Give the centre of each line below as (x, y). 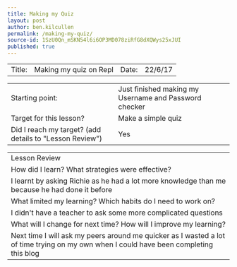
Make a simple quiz (150, 118)
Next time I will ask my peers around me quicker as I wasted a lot (118, 236)
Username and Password (160, 98)
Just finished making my (159, 89)
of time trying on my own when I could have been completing (112, 244)
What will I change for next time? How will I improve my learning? (118, 224)
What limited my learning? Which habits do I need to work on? (113, 201)
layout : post (26, 20)
